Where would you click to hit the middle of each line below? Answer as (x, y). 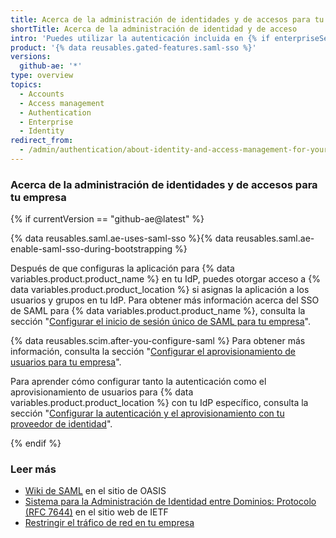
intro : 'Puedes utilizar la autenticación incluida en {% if (140, 38)
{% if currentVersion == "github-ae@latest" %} (107, 219)
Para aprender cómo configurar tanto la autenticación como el (138, 382)
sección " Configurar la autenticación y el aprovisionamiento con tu (147, 413)
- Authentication (55, 112)
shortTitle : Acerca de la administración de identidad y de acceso (154, 29)
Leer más (33, 469)
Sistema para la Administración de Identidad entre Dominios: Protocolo (170, 502)
